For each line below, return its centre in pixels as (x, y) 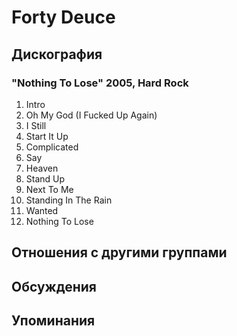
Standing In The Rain (69, 200)
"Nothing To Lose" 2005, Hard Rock (100, 83)
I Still (36, 125)
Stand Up (45, 178)
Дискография (57, 54)
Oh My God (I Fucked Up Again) (91, 115)
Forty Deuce (63, 17)
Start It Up (47, 136)
